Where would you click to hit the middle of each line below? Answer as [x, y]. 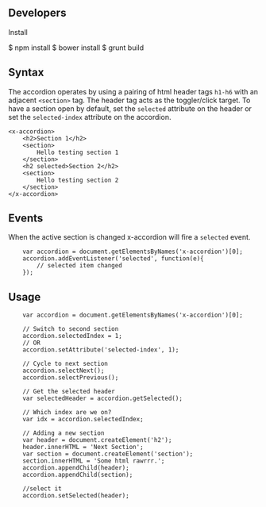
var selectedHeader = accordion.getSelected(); [102, 399]
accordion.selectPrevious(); [71, 378]
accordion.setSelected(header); [76, 496]
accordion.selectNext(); [64, 371]
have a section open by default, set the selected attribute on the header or [130, 108]
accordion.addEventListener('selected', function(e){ [113, 259]
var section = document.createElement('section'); [108, 454]
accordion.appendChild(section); [78, 475]
